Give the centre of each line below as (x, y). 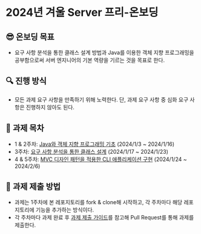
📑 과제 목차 (25, 128)
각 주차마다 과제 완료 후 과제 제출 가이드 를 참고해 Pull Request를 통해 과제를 (104, 218)
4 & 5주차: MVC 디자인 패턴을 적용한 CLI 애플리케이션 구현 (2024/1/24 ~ (100, 159)
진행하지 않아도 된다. (50, 107)
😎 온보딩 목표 (30, 37)
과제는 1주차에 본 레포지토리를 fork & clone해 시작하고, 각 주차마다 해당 (98, 202)
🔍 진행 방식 (26, 81)
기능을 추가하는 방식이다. (65, 210)
